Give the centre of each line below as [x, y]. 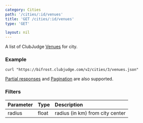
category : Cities [23, 10]
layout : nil [17, 33]
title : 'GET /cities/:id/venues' [40, 19]
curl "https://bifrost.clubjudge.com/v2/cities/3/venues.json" [72, 70]
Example [16, 60]
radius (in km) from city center [90, 113]
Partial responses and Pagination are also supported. [59, 79]
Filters [13, 92]
